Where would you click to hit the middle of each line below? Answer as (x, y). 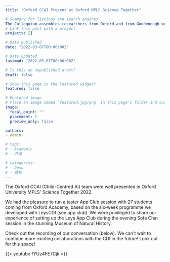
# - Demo (14, 168)
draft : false (19, 75)
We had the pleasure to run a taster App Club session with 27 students (79, 202)
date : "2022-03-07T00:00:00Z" (37, 47)
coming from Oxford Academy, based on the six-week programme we (78, 207)
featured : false (22, 89)
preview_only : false (31, 121)
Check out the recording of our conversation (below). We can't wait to (78, 233)
